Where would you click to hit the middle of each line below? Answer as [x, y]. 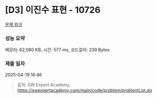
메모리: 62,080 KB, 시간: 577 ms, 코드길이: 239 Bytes [57, 50]
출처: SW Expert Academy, [44, 85]
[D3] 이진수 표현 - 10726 [53, 10]
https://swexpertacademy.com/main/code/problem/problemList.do [85, 90]
